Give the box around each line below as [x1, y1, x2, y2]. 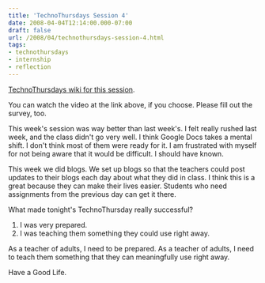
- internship [8, 56, 51, 64]
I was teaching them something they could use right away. [19, 228, 210, 238]
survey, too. [8, 108, 47, 118]
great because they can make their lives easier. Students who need [8, 181, 227, 191]
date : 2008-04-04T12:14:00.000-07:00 [8, 19, 133, 27]
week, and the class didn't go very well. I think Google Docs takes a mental [8, 132, 253, 141]
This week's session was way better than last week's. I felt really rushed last [8, 123, 257, 133]
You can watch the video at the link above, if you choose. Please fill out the [8, 100, 253, 109]
